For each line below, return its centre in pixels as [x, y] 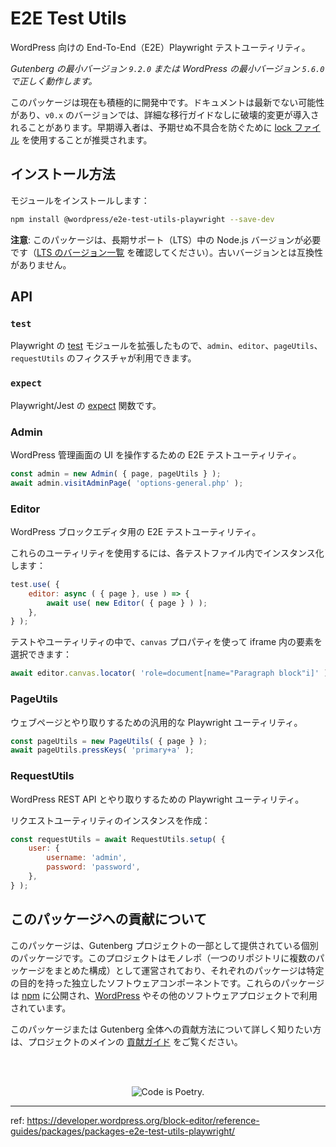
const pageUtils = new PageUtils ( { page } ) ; [109, 741]
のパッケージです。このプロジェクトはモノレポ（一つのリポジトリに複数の [163, 958]
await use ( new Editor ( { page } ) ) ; [127, 603]
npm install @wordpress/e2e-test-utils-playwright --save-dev [142, 219]
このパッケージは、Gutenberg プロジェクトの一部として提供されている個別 [164, 945]
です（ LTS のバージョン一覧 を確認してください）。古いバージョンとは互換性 [167, 252]
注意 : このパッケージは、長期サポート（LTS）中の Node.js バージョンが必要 [166, 239]
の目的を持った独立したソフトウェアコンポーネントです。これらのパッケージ [167, 983]
